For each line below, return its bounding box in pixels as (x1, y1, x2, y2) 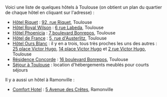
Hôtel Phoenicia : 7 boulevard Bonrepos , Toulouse (12, 30, 116, 35)
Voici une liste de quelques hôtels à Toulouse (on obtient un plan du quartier (5, 4, 162, 10)
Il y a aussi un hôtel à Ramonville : (5, 77, 75, 82)
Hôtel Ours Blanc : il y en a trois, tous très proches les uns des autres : (12, 40, 157, 46)
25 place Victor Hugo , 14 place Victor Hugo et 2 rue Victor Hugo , (12, 46, 146, 51)
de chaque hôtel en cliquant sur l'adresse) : (5, 9, 94, 15)
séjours (12, 67, 28, 73)
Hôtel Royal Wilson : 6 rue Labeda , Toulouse (12, 24, 104, 30)
